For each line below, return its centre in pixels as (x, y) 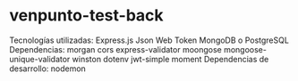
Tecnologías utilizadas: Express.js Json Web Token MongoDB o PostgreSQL (149, 40)
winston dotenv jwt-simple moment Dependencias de (170, 59)
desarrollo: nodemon (48, 69)
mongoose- (245, 49)
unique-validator (40, 59)
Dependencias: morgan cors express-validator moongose (115, 49)
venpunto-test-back (86, 16)
